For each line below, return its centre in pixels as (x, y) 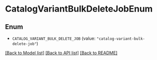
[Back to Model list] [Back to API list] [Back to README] (61, 53)
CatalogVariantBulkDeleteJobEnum (79, 9)
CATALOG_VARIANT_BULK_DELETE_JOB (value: (54, 38)
